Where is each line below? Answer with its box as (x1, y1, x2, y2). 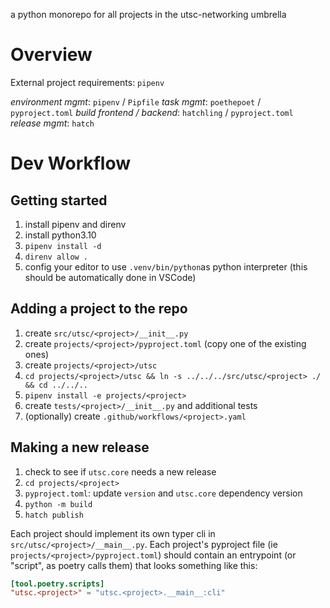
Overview (10, 44, 93, 66)
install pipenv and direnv (24, 218, 127, 230)
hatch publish (24, 510, 84, 520)
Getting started (10, 192, 108, 209)
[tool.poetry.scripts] (10, 579, 105, 589)
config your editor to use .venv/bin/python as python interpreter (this (24, 260, 308, 273)
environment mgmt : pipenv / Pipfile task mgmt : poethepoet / (10, 95, 262, 108)
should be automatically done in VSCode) (24, 271, 197, 283)
